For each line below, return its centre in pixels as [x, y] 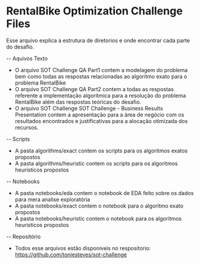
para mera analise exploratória [52, 199]
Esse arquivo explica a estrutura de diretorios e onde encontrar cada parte [98, 40]
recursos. [27, 127]
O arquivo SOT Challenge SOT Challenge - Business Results [89, 108]
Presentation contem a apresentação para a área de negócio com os [99, 115]
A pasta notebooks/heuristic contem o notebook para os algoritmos [98, 218]
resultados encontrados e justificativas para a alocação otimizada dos [101, 121]
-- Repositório [23, 236]
